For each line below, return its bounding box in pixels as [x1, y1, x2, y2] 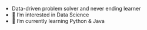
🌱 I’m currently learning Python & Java [11, 18, 105, 24]
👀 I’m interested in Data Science [11, 11, 89, 18]
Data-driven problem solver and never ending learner [11, 5, 141, 12]
